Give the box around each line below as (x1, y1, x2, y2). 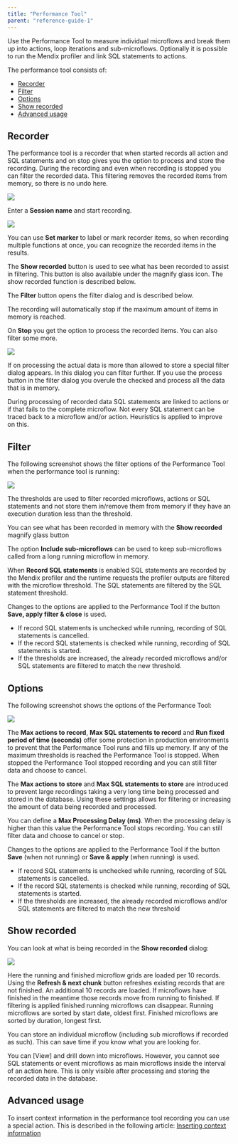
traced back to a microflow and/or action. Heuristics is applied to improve (7, 413, 222, 421)
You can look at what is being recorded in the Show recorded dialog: (7, 943, 210, 952)
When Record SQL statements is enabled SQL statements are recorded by (7, 566, 226, 575)
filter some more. (7, 334, 58, 342)
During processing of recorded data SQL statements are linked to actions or (7, 398, 229, 406)
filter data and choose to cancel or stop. (7, 831, 125, 840)
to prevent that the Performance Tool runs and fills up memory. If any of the (7, 743, 229, 751)
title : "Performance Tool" (7, 10, 87, 18)
